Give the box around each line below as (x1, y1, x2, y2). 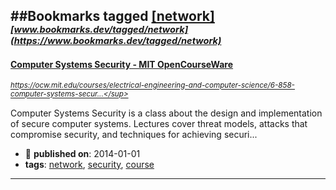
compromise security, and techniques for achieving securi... (10, 128, 258, 140)
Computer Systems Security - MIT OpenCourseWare (10, 58, 234, 70)
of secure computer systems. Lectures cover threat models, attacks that (10, 117, 308, 129)
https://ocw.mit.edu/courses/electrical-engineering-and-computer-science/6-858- (10, 80, 295, 91)
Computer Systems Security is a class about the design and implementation (10, 107, 323, 119)
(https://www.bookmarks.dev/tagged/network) (10, 35, 222, 48)
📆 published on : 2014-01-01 (24, 147, 141, 159)
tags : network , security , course (24, 158, 155, 170)
